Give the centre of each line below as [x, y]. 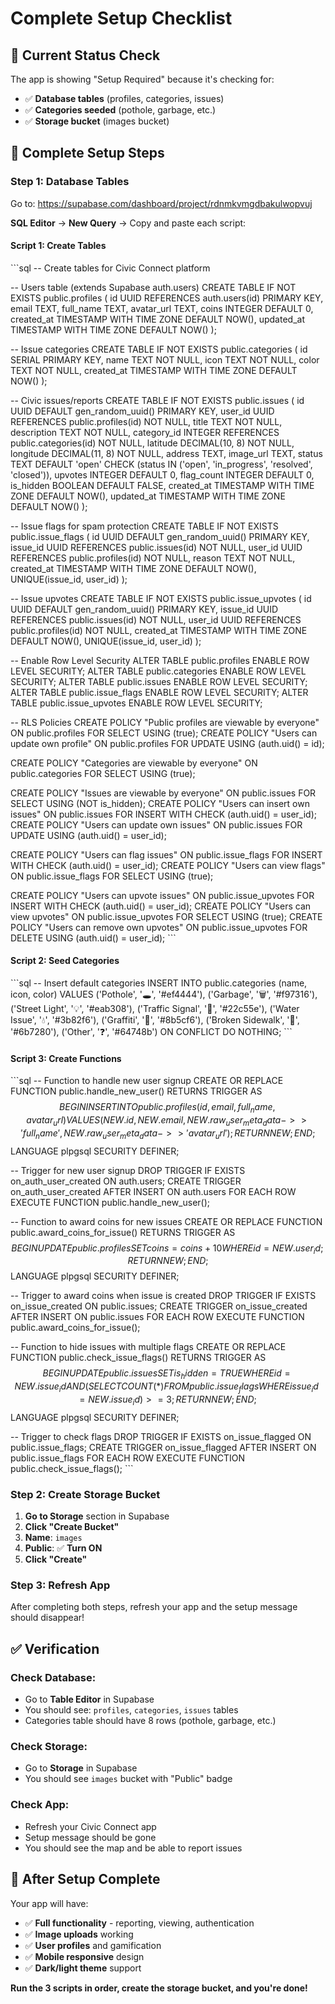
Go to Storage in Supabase [81, 1768]
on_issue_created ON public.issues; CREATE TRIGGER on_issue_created [159, 1306]
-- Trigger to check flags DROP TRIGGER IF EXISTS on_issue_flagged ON [161, 1436]
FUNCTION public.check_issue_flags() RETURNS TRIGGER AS [138, 1358]
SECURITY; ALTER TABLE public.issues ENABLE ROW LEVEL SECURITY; [159, 681]
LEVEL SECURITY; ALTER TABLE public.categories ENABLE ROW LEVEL [158, 671]
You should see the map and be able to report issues [133, 1848]
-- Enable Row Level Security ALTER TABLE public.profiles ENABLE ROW [160, 660]
